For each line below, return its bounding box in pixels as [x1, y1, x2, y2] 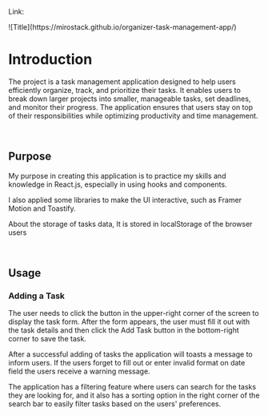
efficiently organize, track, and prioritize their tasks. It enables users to [8, 85, 242, 95]
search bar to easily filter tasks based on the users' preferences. [8, 399, 222, 409]
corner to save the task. [8, 334, 86, 344]
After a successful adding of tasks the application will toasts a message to [8, 349, 254, 359]
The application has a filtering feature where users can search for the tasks [8, 382, 257, 392]
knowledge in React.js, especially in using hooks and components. [8, 180, 227, 189]
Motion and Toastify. [8, 204, 76, 213]
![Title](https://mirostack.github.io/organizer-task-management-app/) [8, 22, 238, 31]
